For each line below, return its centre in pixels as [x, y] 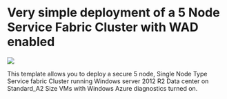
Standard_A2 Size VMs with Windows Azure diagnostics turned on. [102, 88]
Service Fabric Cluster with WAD [103, 27]
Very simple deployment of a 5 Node [113, 13]
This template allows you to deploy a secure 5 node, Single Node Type [107, 74]
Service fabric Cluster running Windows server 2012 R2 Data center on [108, 81]
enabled [31, 42]
